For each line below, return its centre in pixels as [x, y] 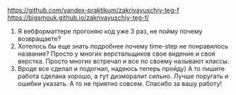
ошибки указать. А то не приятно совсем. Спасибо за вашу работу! [120, 83]
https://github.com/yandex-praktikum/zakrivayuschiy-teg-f [93, 10]
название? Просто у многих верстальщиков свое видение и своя [116, 53]
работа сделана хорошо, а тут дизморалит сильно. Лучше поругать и [123, 76]
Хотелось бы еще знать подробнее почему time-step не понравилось [123, 46]
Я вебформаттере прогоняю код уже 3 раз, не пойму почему [110, 31]
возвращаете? [39, 39]
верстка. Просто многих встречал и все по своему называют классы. [123, 61]
